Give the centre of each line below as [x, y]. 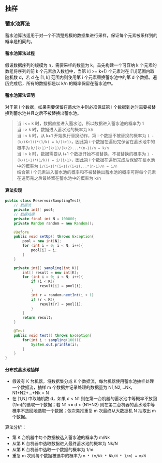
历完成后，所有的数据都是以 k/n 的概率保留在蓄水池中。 [60, 83]
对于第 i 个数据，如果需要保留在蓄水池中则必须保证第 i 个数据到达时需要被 [78, 107]
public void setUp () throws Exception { [54, 237]
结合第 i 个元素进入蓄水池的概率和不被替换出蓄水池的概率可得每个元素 [86, 172]
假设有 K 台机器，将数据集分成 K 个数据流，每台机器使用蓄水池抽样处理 [83, 381]
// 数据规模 [24, 214]
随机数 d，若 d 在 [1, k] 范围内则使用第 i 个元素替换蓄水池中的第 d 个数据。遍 [81, 77]
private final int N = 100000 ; [45, 219]
